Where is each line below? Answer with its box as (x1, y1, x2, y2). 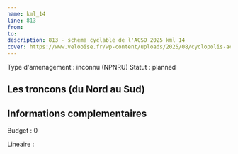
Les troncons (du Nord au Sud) (7, 83, 145, 96)
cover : (7, 43, 27, 50)
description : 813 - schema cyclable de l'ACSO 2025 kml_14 (7, 37, 186, 44)
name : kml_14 (7, 10, 46, 18)
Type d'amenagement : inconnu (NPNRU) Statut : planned (7, 63, 176, 71)
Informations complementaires (7, 107, 147, 119)
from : (7, 23, 23, 31)
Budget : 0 (7, 126, 38, 135)
